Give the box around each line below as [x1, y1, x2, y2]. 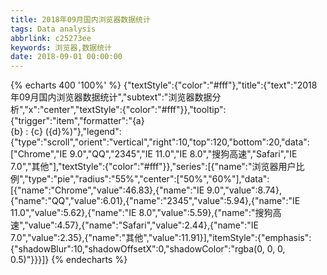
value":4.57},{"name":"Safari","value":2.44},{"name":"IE [28, 219, 260, 231]
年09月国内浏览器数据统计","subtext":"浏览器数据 [10, 91, 213, 103]
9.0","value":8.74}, [206, 184, 282, 196]
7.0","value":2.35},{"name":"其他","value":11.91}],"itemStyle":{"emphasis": [10, 232, 312, 244]
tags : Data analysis [10, 24, 97, 34]
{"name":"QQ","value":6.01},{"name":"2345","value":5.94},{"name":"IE [10, 195, 301, 207]
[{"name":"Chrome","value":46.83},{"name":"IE [10, 184, 205, 196]
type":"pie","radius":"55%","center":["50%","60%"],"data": [28, 173, 270, 185]
